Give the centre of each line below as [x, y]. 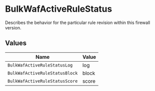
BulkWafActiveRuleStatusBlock [43, 73]
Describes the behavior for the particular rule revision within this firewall [78, 23]
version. [13, 27]
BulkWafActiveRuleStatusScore [43, 81]
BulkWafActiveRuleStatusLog [40, 65]
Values [16, 43]
